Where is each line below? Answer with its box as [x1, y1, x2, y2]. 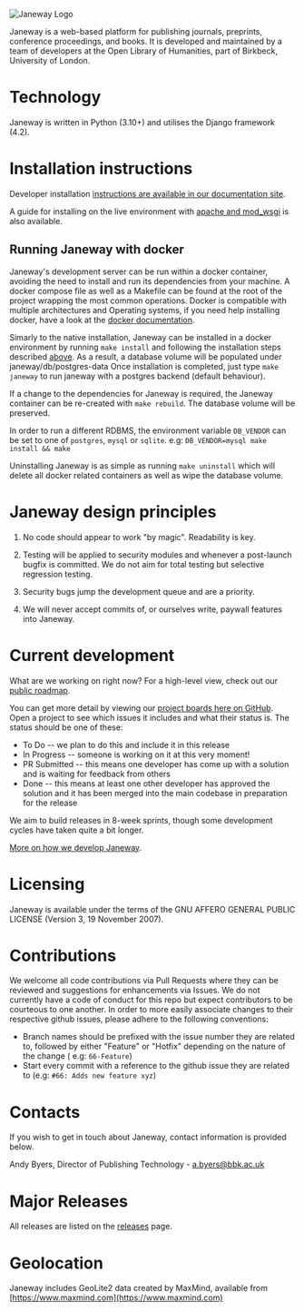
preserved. [9, 407, 51, 418]
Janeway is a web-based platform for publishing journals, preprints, [9, 26, 263, 36]
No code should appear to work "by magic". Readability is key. [22, 531, 256, 542]
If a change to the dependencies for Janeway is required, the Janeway [9, 388, 274, 399]
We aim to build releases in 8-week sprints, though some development [9, 814, 274, 825]
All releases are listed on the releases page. [9, 1221, 172, 1232]
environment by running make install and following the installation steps [9, 341, 281, 352]
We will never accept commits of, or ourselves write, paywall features [22, 604, 283, 615]
